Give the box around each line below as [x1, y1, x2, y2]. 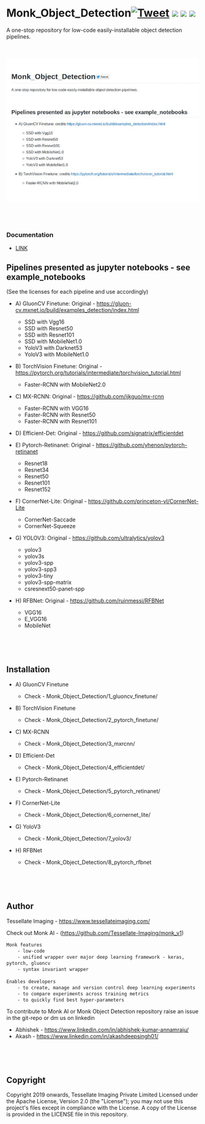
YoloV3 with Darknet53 [24, 344, 83, 352]
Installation [6, 664, 50, 675]
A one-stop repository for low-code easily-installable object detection [6, 26, 182, 34]
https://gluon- [96, 300, 132, 307]
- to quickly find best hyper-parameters [17, 997, 124, 1003]
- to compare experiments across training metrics [17, 991, 149, 997]
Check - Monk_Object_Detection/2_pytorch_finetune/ [24, 716, 159, 723]
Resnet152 [24, 486, 51, 493]
